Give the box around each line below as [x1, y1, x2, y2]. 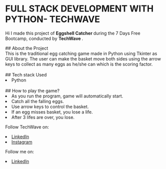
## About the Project [5, 45, 49, 51]
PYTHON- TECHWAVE [5, 13, 100, 25]
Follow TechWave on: [5, 123, 49, 130]
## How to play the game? [5, 87, 60, 93]
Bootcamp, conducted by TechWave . [5, 35, 84, 41]
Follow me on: [5, 148, 34, 154]
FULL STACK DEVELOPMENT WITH [5, 3, 154, 14]
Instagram [12, 138, 33, 145]
